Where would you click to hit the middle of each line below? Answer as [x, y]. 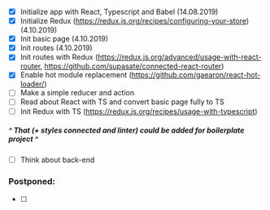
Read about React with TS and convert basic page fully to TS [122, 102]
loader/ [32, 84]
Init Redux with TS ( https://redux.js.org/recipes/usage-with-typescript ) [139, 111]
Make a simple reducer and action [77, 93]
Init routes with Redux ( [59, 57]
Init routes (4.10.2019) [56, 48]
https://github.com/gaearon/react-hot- [196, 75]
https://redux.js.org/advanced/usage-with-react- [179, 57]
